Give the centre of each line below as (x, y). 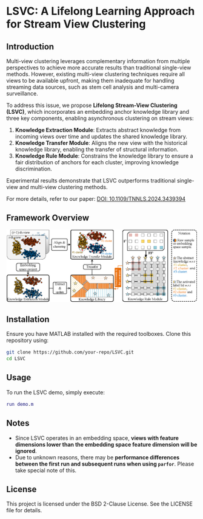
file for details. (24, 510)
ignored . (26, 451)
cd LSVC (16, 359)
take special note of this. (46, 470)
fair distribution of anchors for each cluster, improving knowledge (97, 162)
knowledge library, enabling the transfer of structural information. (97, 149)
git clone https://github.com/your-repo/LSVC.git (70, 352)
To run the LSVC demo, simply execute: (55, 392)
